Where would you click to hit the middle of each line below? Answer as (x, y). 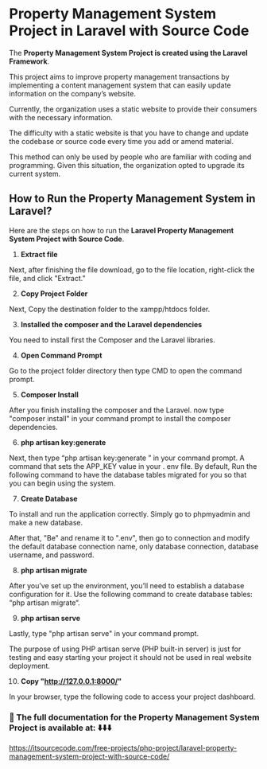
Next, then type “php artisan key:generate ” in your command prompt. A (127, 458)
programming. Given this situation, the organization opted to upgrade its (127, 165)
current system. (35, 174)
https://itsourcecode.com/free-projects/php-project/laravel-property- (123, 748)
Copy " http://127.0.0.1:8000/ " (71, 681)
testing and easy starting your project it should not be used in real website (131, 657)
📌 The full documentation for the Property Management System (134, 717)
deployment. (29, 666)
